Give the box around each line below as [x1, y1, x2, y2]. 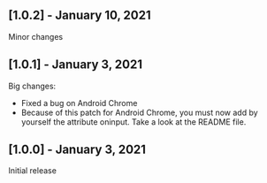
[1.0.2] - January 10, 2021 [8, 8, 151, 23]
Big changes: [8, 80, 57, 91]
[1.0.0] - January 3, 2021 [8, 142, 147, 157]
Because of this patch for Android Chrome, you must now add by [20, 107, 258, 118]
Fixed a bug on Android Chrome [20, 97, 138, 108]
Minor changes [8, 31, 64, 42]
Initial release [8, 165, 57, 176]
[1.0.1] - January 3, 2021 [8, 57, 143, 72]
